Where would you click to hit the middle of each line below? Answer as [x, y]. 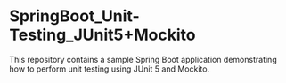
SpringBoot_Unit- [74, 16]
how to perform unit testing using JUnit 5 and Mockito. [110, 69]
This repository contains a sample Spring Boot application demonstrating [143, 59]
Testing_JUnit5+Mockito [102, 35]
